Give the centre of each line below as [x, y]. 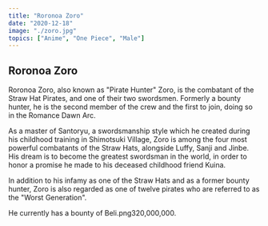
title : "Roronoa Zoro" [46, 16]
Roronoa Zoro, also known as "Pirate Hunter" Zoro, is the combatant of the [131, 90]
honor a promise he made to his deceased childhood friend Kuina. [117, 165]
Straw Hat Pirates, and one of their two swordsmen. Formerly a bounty [125, 99]
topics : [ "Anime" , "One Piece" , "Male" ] [77, 38]
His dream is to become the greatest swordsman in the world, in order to [128, 156]
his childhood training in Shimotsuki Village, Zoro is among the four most [128, 139]
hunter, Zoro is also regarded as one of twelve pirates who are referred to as [134, 189]
